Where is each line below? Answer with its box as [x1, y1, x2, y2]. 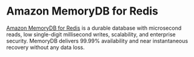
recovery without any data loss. [6, 44, 85, 51]
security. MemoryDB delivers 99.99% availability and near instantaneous [6, 37, 189, 44]
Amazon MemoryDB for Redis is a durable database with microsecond [6, 24, 182, 32]
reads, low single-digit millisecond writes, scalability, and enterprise [6, 30, 176, 38]
